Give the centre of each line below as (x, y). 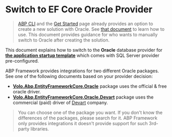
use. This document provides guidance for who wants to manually (88, 34)
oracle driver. (27, 91)
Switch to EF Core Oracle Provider (79, 9)
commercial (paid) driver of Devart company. (60, 102)
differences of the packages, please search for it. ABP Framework (88, 118)
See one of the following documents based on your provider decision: (79, 76)
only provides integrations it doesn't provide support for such (83, 123)
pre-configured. (22, 61)
